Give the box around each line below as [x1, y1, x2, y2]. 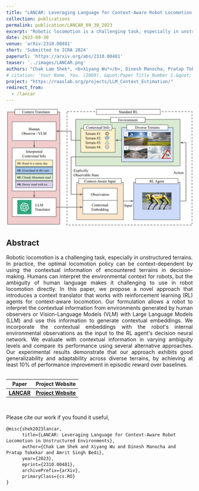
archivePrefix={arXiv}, [21, 468, 81, 474]
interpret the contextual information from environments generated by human [6, 304, 193, 311]
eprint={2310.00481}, [21, 462, 76, 468]
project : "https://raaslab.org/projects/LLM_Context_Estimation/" [6, 78, 174, 84]
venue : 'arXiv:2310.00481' [6, 41, 73, 47]
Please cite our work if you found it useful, [6, 414, 110, 421]
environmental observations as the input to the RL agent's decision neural [6, 330, 193, 337]
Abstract [6, 238, 40, 248]
